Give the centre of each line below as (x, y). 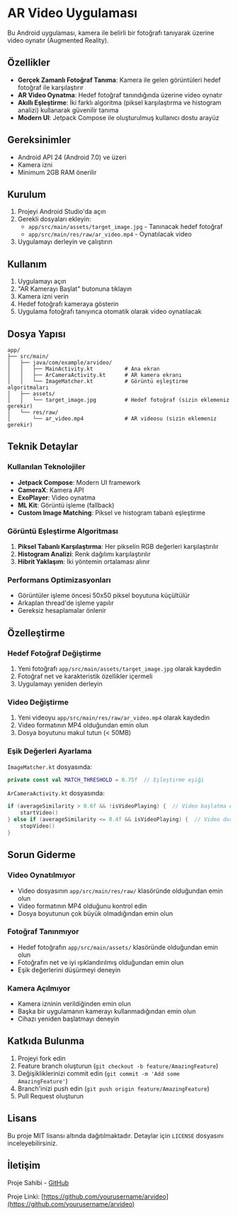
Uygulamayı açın (42, 282)
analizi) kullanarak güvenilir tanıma (68, 110)
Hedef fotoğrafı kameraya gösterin (68, 304)
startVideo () (39, 813)
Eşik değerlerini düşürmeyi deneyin (69, 970)
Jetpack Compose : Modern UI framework (79, 482)
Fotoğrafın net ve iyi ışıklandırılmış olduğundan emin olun (101, 962)
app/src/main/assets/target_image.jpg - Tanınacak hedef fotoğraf (125, 227)
